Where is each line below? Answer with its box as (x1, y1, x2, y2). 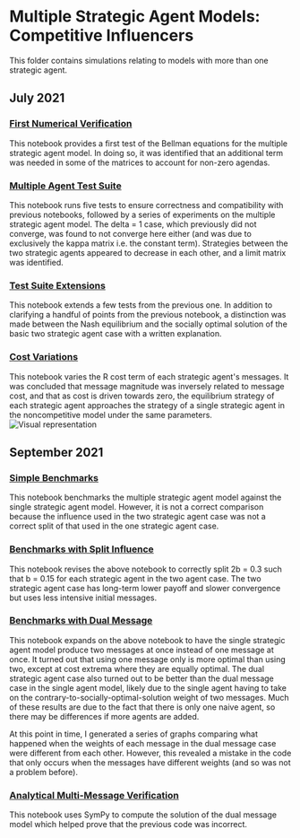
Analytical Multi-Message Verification (9, 789, 179, 801)
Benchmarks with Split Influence (9, 543, 154, 555)
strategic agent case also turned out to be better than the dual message (9, 673, 275, 684)
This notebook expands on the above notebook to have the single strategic (9, 634, 286, 645)
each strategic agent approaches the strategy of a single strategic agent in (9, 399, 285, 410)
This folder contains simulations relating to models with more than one (9, 55, 269, 65)
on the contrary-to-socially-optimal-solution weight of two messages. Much (9, 692, 289, 703)
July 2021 (9, 91, 65, 106)
